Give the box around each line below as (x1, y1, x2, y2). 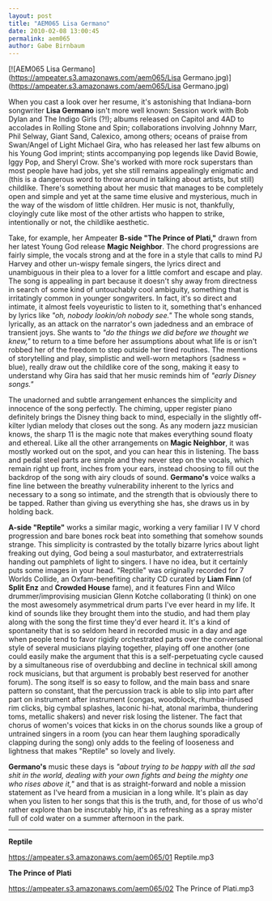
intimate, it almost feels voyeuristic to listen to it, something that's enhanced (8, 302, 261, 312)
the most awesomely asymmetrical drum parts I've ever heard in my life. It (8, 600, 256, 610)
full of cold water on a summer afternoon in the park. (8, 814, 185, 823)
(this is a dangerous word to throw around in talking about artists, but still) (8, 175, 255, 185)
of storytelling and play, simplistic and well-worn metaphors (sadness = (8, 354, 247, 363)
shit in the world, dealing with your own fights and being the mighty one (8, 771, 249, 780)
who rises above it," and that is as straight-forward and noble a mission (8, 779, 246, 789)
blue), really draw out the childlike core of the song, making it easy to (8, 362, 240, 372)
